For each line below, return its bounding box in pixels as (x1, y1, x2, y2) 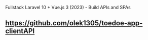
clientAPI (5, 27, 35, 35)
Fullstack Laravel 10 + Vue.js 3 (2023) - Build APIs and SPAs (5, 5, 131, 10)
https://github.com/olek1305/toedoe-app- (5, 19, 143, 27)
